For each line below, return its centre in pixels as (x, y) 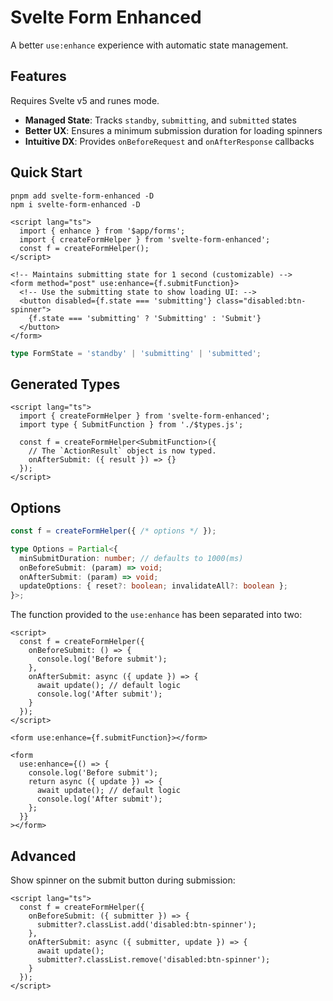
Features (38, 76)
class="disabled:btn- (261, 301)
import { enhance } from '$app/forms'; (102, 231)
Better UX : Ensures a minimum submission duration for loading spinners (173, 130)
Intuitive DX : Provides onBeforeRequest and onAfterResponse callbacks (169, 141)
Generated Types (65, 384)
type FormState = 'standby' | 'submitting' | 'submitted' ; (136, 353)
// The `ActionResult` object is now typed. (122, 451)
